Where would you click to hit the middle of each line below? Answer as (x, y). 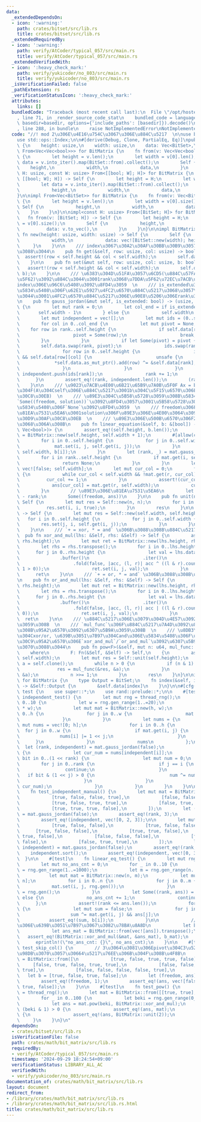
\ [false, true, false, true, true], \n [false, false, (107, 965)
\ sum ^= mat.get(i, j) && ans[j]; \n (88, 915)
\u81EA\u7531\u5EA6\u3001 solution (60, 413)
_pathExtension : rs (36, 90)
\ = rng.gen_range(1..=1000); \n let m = (83, 870)
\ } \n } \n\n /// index (59, 246)
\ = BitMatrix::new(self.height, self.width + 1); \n (84, 435)
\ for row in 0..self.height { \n (79, 352)
